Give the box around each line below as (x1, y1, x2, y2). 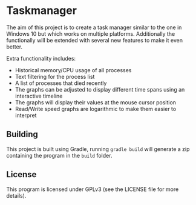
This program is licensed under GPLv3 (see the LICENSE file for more (6, 186, 179, 193)
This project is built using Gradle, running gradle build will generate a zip (6, 145, 190, 152)
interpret (15, 112, 37, 119)
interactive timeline (15, 92, 63, 99)
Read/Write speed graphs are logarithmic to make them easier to (15, 105, 177, 112)
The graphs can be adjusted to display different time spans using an (15, 86, 185, 93)
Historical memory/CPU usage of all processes (15, 66, 132, 73)
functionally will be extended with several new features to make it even (6, 36, 183, 44)
